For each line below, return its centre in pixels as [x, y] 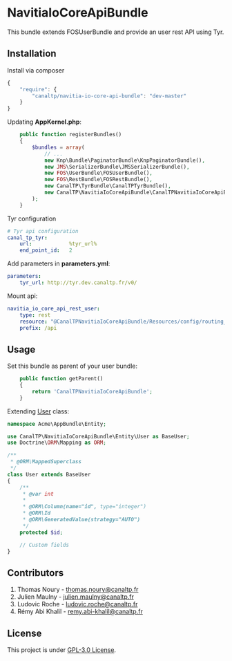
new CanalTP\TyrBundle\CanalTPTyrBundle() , [107, 186]
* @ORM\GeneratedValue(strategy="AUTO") [81, 520]
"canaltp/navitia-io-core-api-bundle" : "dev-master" [109, 96]
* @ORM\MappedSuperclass [46, 462]
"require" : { [38, 89]
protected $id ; [41, 532]
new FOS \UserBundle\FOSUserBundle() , [98, 173]
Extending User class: [38, 411]
